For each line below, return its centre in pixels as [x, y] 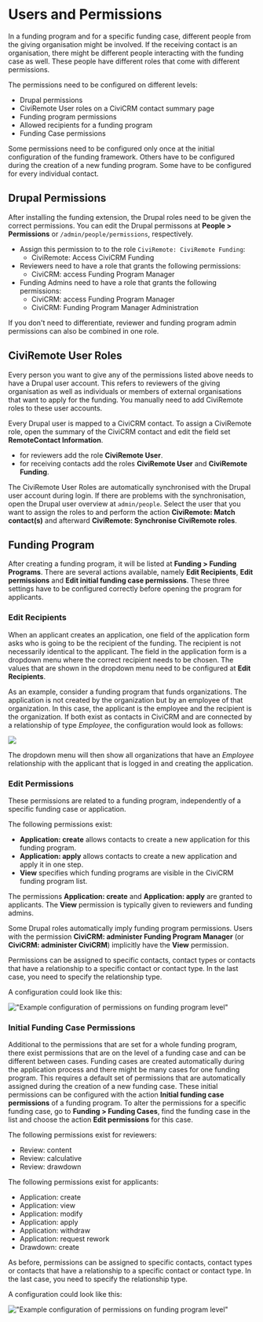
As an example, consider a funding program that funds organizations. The [128, 692]
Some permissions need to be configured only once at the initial [111, 148]
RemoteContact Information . [56, 440]
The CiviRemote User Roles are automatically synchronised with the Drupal [130, 487]
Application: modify [51, 1214]
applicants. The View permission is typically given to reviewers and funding [131, 904]
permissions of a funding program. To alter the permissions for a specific [127, 1103]
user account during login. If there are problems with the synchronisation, [127, 495]
